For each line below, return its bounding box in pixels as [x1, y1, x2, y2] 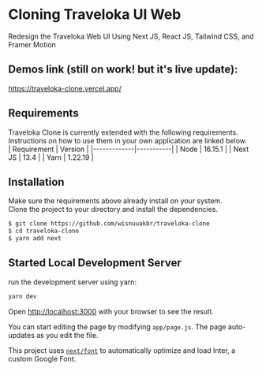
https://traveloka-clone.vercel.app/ [8, 83, 122, 93]
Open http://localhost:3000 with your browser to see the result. [8, 306, 215, 316]
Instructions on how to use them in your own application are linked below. [8, 135, 247, 145]
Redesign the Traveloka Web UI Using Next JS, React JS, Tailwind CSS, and [8, 32, 254, 41]
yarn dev [8, 292, 37, 300]
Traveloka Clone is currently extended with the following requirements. [8, 128, 238, 137]
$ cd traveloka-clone [8, 227, 80, 236]
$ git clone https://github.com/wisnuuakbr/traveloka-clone [8, 220, 211, 228]
